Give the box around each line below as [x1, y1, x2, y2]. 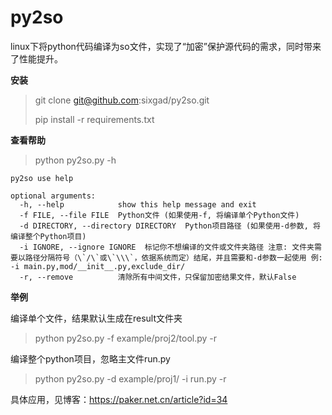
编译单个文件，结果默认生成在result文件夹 [10, 312, 183, 324]
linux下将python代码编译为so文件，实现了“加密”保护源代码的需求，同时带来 [10, 40, 322, 52]
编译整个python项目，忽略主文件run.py [10, 352, 171, 365]
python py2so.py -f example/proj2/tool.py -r [34, 332, 218, 344]
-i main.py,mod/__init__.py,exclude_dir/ [10, 261, 186, 271]
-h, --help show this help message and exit [19, 199, 257, 210]
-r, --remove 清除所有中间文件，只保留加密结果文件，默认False [19, 272, 297, 282]
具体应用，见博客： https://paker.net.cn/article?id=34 [10, 393, 228, 405]
